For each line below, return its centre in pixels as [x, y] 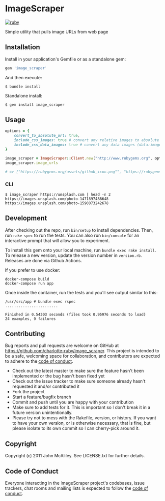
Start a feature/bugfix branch [41, 397]
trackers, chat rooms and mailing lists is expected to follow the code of [77, 488]
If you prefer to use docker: [33, 270]
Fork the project [28, 392]
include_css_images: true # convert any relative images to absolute [87, 140]
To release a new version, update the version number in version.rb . [74, 255]
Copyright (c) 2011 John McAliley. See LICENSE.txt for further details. [75, 456]
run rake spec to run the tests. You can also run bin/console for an [72, 235]
